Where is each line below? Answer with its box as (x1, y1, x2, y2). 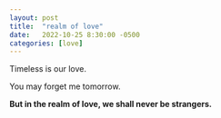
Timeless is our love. (9, 64, 87, 74)
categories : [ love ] (9, 38, 84, 48)
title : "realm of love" (9, 22, 104, 31)
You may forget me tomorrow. (9, 81, 121, 92)
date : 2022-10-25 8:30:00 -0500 (9, 30, 141, 39)
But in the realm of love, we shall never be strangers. (9, 99, 212, 110)
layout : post (9, 13, 59, 23)
